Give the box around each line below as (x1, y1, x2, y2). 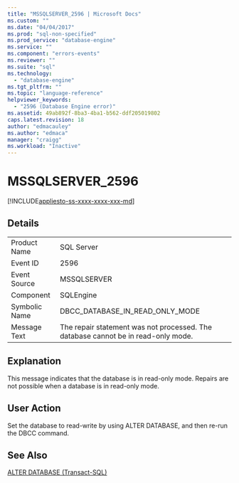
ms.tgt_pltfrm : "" (7, 83, 62, 90)
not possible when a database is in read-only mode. (7, 381, 160, 390)
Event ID (11, 258, 39, 267)
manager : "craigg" (7, 136, 62, 143)
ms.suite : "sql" (7, 63, 55, 70)
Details (7, 218, 39, 230)
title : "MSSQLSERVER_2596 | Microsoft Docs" (7, 10, 142, 18)
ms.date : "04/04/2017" (7, 23, 75, 31)
